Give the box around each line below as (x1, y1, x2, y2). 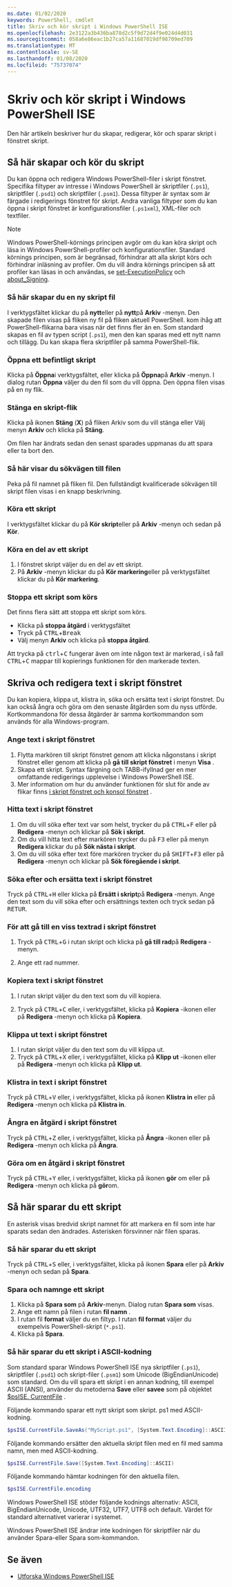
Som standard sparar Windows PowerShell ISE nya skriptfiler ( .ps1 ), (7, 1363, 200, 1371)
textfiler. (7, 212, 30, 220)
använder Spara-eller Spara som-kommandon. (7, 1534, 140, 1542)
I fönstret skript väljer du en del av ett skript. (17, 560, 144, 568)
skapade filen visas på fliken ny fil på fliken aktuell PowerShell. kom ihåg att (7, 316, 222, 324)
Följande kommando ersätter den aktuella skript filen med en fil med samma (7, 1439, 223, 1447)
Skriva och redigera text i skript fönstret (7, 676, 182, 689)
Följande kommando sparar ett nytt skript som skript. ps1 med (7, 1406, 183, 1414)
